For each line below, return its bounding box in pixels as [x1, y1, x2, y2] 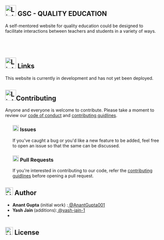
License [14, 229, 40, 237]
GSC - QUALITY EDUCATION [17, 9, 108, 18]
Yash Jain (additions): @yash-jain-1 [12, 207, 85, 213]
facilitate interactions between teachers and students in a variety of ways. [5, 28, 156, 34]
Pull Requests [19, 156, 54, 163]
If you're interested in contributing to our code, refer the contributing [12, 168, 153, 174]
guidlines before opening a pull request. [12, 173, 94, 179]
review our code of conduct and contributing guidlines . [5, 113, 117, 119]
